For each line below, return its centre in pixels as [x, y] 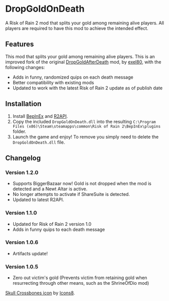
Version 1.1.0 [21, 213]
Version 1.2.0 [22, 172]
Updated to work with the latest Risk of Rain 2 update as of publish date [88, 88]
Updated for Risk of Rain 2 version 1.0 [52, 224]
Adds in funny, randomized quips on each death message [73, 77]
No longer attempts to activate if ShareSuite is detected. [71, 194]
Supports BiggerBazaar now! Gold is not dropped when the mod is [82, 184]
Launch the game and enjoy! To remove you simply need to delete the [86, 137]
